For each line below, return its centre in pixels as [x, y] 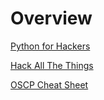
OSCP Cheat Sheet [49, 84]
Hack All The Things [52, 65]
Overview [51, 18]
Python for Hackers [50, 46]
